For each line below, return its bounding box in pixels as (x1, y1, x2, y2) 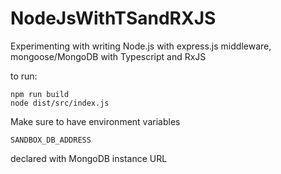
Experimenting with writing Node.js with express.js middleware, (10, 40, 272, 52)
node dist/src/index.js (10, 98, 110, 108)
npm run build (10, 89, 70, 99)
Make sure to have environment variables (10, 115, 181, 127)
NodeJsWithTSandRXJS (10, 7, 217, 30)
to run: (10, 70, 38, 82)
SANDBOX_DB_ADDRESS (10, 135, 92, 145)
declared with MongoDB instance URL (10, 152, 168, 164)
